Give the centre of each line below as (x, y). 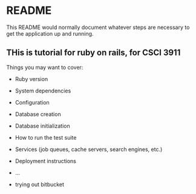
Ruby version (31, 79)
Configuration (32, 102)
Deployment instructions (46, 161)
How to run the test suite (46, 137)
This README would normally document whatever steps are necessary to (98, 27)
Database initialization (43, 126)
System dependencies (43, 91)
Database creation (38, 114)
